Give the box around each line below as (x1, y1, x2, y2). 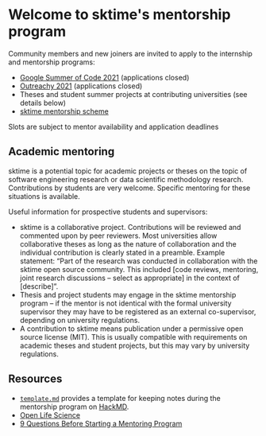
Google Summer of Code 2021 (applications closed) (19, 72, 190, 82)
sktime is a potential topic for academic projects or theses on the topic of (8, 165, 248, 176)
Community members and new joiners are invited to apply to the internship (8, 49, 253, 58)
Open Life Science (19, 410, 81, 419)
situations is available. (8, 191, 81, 200)
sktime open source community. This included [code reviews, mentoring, (19, 264, 259, 274)
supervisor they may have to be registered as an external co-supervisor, (19, 306, 256, 316)
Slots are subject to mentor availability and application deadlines (8, 122, 219, 131)
